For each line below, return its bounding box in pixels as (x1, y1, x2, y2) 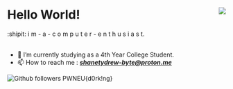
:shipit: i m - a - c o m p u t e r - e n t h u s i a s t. (7, 30, 145, 38)
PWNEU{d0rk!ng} (62, 74, 113, 82)
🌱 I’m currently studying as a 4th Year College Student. (17, 50, 175, 59)
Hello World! (7, 7, 80, 23)
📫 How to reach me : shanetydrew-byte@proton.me (17, 58, 172, 66)
